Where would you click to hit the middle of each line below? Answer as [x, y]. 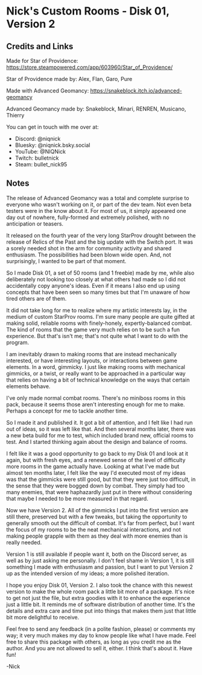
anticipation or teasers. [35, 223]
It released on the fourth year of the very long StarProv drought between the [101, 235]
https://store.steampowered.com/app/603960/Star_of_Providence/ [90, 67]
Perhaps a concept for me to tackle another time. [67, 411]
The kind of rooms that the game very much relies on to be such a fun [93, 329]
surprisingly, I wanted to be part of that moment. [66, 261]
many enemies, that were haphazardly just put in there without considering [99, 492]
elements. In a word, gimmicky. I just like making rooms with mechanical [96, 367]
